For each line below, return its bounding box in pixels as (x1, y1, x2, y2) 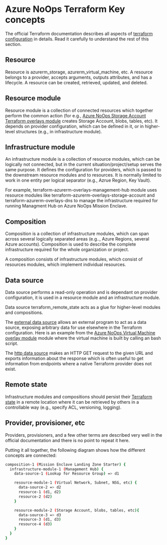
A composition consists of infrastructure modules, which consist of (5, 256, 143, 263)
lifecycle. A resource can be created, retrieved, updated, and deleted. (5, 79, 148, 85)
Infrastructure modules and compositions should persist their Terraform (5, 393, 153, 400)
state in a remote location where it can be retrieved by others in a (5, 399, 139, 405)
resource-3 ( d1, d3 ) (18, 517, 61, 522)
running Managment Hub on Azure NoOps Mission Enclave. (5, 203, 128, 209)
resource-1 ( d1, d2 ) (18, 490, 61, 495)
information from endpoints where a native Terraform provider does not (5, 361, 152, 366)
